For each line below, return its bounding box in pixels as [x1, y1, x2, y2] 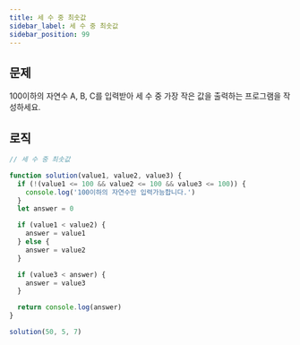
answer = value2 [25, 246, 87, 254]
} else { [17, 237, 50, 246]
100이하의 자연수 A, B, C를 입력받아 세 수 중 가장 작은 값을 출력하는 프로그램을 [9, 91, 282, 101]
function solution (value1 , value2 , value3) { [9, 171, 182, 180]
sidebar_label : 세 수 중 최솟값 [9, 22, 119, 30]
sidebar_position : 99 [9, 30, 90, 39]
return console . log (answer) [17, 303, 123, 312]
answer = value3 [25, 279, 87, 288]
